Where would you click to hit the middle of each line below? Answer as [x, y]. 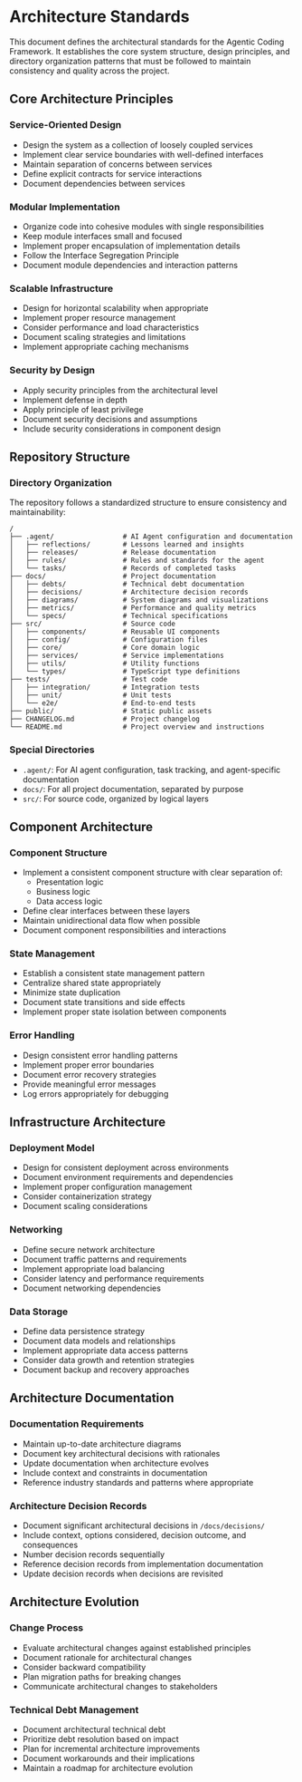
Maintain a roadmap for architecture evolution [108, 1768]
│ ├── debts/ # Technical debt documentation [127, 585]
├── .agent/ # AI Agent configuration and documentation [151, 537]
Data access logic [69, 901]
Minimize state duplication [71, 993]
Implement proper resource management [99, 318]
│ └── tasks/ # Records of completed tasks [123, 568]
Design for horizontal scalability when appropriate [115, 308]
